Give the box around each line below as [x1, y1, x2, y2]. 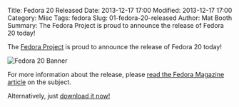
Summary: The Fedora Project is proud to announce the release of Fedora [7, 21, 225, 29]
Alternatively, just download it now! [7, 92, 111, 100]
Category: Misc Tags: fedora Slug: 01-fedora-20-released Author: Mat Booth [7, 14, 233, 22]
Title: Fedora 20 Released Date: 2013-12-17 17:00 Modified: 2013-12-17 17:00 [7, 6, 233, 14]
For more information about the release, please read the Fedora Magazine [7, 71, 225, 78]
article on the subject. [7, 78, 71, 86]
